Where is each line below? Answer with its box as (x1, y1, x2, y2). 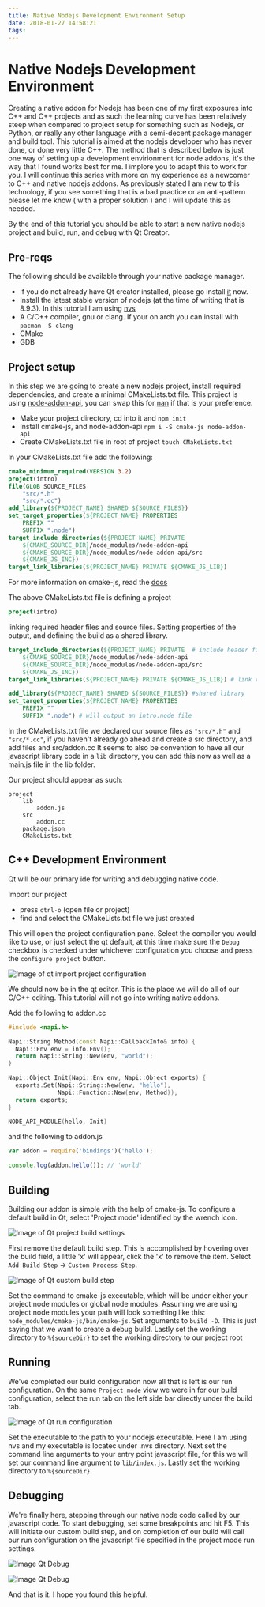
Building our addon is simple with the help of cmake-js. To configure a (8, 1204, 236, 1213)
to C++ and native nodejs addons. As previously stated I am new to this (8, 179, 240, 188)
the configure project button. (8, 953, 106, 963)
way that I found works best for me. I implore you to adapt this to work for (8, 162, 248, 172)
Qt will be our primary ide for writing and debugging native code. (8, 874, 219, 884)
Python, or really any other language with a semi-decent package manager (8, 128, 252, 138)
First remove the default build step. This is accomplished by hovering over (8, 1243, 249, 1253)
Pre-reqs (8, 251, 53, 264)
